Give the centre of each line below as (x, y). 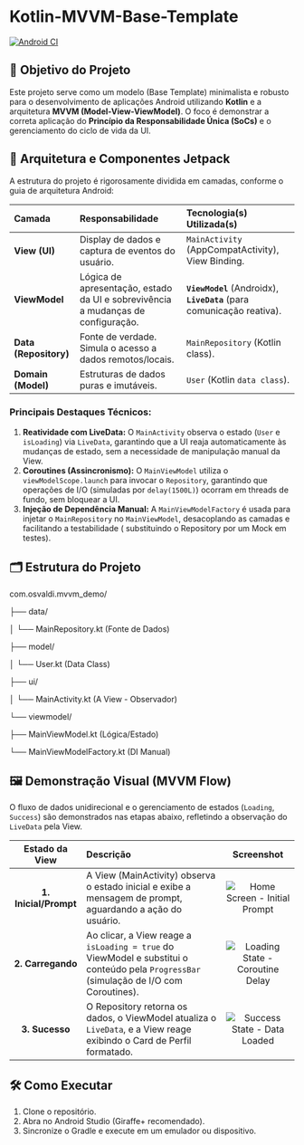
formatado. (109, 1052)
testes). (37, 538)
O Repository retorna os (137, 1007)
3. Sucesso (46, 1029)
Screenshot (258, 854)
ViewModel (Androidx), (232, 288)
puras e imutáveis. (119, 385)
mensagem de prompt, (134, 898)
